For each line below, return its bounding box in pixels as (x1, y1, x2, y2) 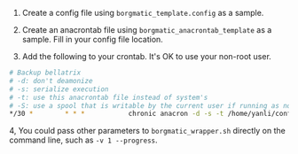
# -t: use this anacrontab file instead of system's (9, 93, 208, 102)
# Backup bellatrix (9, 68, 82, 77)
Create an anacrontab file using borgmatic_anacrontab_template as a (21, 25, 272, 35)
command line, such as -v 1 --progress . (9, 135, 158, 145)
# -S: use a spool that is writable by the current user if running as (9, 101, 279, 110)
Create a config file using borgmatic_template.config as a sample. (21, 8, 264, 18)
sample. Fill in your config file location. (21, 35, 164, 44)
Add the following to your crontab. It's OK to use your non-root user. (21, 51, 272, 61)
